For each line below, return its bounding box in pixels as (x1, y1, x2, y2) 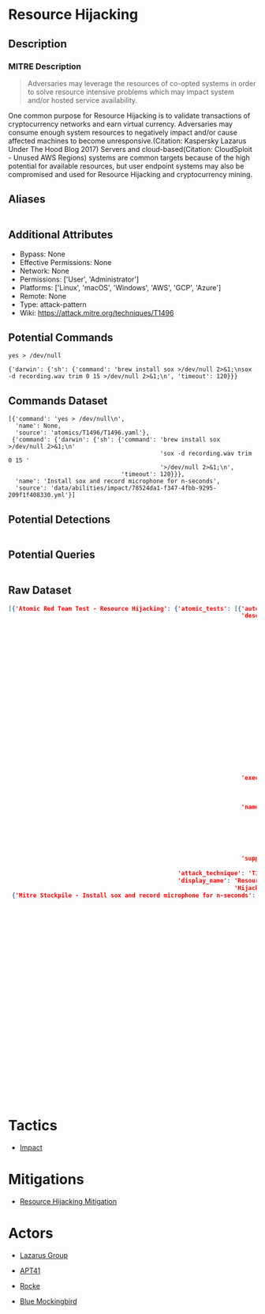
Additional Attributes (8, 228, 114, 242)
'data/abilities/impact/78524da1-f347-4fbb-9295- (50, 484, 217, 492)
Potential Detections (8, 513, 110, 526)
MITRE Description (8, 61, 81, 72)
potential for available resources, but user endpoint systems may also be (8, 161, 244, 171)
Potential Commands (8, 331, 114, 344)
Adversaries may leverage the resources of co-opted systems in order (27, 78, 256, 88)
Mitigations (8, 1171, 84, 1188)
